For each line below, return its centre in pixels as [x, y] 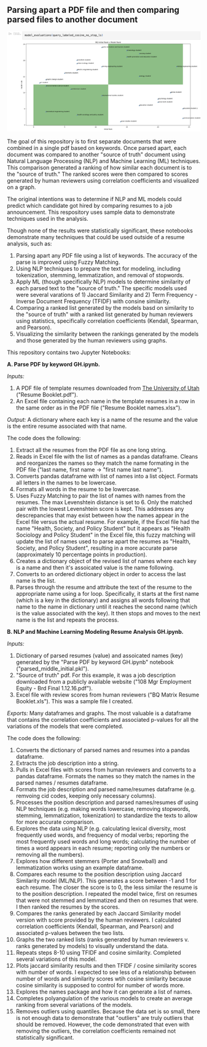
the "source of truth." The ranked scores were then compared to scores [98, 174]
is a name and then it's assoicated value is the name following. [95, 567]
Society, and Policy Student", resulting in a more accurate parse [96, 548]
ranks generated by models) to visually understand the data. [92, 946]
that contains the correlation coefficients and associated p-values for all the [103, 720]
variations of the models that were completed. [65, 726]
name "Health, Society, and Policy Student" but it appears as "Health [103, 529]
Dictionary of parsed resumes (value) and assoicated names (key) [100, 656]
